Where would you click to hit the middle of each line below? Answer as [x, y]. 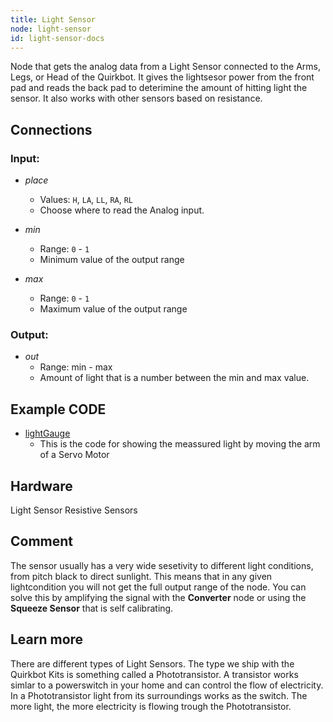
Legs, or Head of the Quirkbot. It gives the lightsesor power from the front [162, 77]
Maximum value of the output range [113, 309]
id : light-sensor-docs [57, 38]
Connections [51, 129]
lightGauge [47, 433]
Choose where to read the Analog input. [122, 210]
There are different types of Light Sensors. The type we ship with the [152, 663]
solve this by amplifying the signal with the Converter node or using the [158, 597]
